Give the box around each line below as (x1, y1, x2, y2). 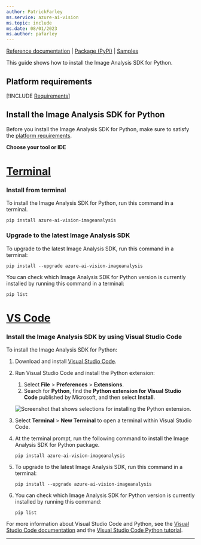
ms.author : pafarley (6, 31, 58, 37)
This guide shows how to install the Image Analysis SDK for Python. (6, 59, 173, 66)
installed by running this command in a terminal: (6, 280, 124, 287)
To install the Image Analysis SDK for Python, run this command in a (6, 199, 173, 207)
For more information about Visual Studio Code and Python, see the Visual (6, 520, 190, 528)
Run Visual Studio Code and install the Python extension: (14, 370, 156, 377)
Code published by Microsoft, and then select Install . (23, 393, 156, 401)
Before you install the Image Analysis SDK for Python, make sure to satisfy (6, 125, 190, 132)
